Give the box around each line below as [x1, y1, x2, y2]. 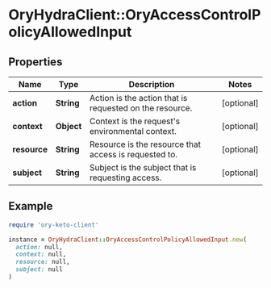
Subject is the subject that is [90, 162, 197, 173]
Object [55, 121, 82, 131]
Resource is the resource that [90, 139, 202, 150]
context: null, [15, 250, 67, 259]
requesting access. [90, 172, 162, 183]
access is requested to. [90, 149, 178, 160]
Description [128, 79, 175, 90]
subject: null [15, 265, 63, 273]
